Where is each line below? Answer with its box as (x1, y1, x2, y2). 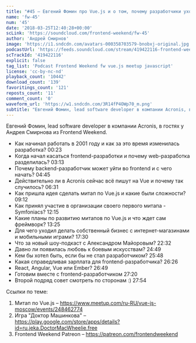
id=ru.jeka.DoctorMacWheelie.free (14, 324, 98, 331)
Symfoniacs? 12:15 (14, 208, 60, 215)
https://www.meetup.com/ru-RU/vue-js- (60, 300, 156, 307)
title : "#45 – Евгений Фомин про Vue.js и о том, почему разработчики (6, 8, 181, 15)
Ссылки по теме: (6, 288, 48, 296)
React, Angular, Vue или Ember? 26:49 (14, 265, 108, 272)
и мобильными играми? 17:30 (14, 234, 89, 241)
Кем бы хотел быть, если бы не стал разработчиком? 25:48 (14, 252, 163, 259)
